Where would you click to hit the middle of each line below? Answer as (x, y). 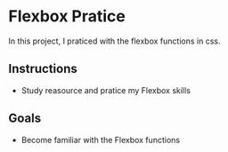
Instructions (43, 69)
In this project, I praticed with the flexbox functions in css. (114, 41)
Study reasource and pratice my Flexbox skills (106, 90)
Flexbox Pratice (67, 16)
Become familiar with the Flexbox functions (100, 140)
